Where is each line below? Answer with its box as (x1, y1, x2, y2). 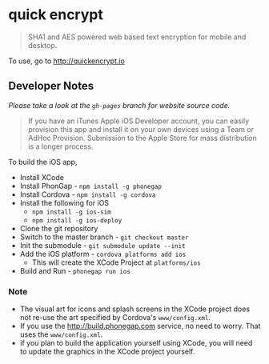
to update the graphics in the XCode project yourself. (19, 346, 195, 357)
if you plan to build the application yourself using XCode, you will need (19, 338, 253, 348)
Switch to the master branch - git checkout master (19, 232, 189, 242)
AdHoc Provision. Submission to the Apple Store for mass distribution (27, 133, 258, 142)
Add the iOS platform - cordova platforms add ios (19, 249, 187, 258)
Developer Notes (8, 79, 94, 93)
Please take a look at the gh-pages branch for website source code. (8, 100, 231, 110)
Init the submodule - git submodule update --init (19, 240, 186, 250)
